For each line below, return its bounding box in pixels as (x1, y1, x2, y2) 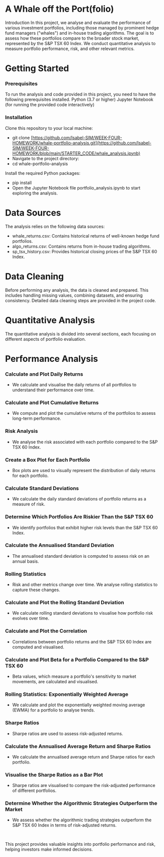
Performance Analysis (5, 353, 98, 364)
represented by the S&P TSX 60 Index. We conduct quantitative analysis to (5, 40, 156, 46)
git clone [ (12, 135, 33, 141)
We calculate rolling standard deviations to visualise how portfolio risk (12, 610, 153, 616)
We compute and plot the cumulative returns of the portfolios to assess (12, 410, 156, 416)
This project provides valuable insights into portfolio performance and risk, (5, 841, 156, 847)
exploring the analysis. (12, 190, 58, 196)
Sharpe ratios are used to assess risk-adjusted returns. (12, 731, 123, 737)
